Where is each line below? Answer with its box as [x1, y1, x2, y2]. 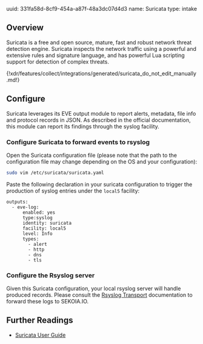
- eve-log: [12, 204, 39, 210]
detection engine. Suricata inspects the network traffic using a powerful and [6, 45, 197, 52]
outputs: [6, 199, 28, 205]
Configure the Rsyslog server [6, 271, 95, 279]
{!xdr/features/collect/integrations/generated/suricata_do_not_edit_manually [6, 70, 197, 77]
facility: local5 [22, 225, 67, 231]
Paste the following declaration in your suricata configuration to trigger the [6, 180, 193, 188]
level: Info [22, 230, 53, 237]
